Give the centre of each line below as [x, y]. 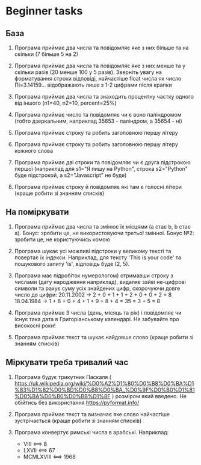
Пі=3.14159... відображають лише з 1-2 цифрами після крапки [93, 85]
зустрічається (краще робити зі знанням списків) [78, 420]
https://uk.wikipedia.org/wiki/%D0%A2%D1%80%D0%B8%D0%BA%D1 [104, 383]
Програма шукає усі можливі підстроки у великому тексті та [93, 251]
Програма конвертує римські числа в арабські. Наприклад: [91, 432]
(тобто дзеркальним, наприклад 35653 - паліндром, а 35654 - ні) [98, 121]
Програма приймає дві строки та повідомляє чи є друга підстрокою [102, 162]
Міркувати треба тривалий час [67, 362]
